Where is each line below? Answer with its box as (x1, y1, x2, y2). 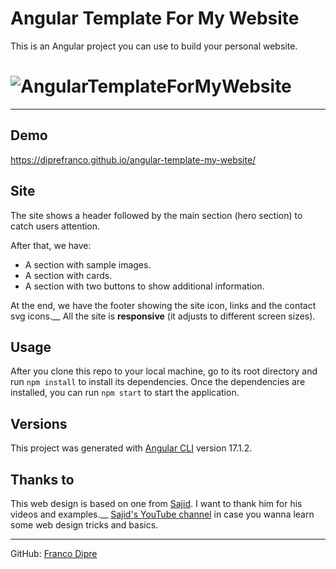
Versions (10, 415, 68, 432)
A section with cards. (24, 269, 113, 281)
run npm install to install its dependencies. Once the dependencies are (10, 376, 306, 388)
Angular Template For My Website (10, 7, 300, 30)
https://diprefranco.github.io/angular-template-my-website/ (10, 153, 257, 166)
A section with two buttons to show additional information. (24, 280, 265, 292)
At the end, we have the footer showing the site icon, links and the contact (10, 299, 317, 311)
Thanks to (10, 471, 75, 488)
